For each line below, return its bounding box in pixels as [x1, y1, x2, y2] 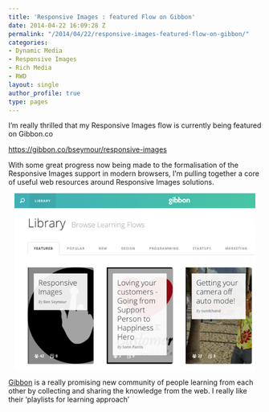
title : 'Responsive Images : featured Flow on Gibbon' [8, 13, 196, 21]
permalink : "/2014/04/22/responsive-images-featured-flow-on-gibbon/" [8, 30, 250, 38]
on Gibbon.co [8, 129, 54, 139]
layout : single [8, 80, 59, 88]
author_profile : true [8, 89, 81, 97]
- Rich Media [8, 64, 52, 72]
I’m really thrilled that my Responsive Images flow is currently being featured [8, 120, 262, 130]
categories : [8, 39, 48, 47]
